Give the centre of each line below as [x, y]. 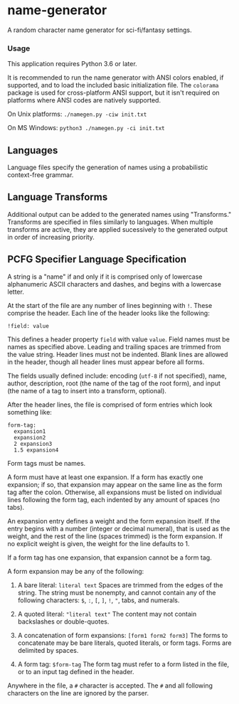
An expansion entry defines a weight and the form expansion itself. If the [114, 521]
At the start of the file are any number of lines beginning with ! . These [110, 305]
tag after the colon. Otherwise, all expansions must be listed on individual [115, 492]
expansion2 [30, 437]
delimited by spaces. [48, 650]
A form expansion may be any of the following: [76, 571]
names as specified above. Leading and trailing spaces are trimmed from [115, 346]
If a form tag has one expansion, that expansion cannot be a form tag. [110, 558]
